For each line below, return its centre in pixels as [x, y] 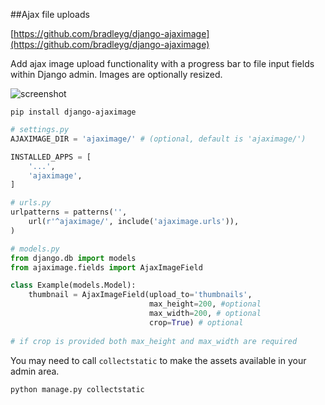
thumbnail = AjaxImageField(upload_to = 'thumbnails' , [140, 295]
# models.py [35, 249]
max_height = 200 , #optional [205, 304]
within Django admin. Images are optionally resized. [116, 74]
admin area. [35, 371]
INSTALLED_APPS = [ [51, 157]
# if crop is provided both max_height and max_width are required [154, 341]
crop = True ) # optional [196, 322]
